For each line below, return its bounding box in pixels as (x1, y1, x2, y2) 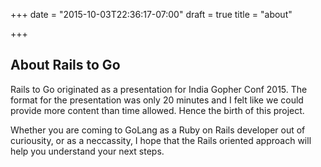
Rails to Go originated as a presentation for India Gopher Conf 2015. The (10, 83, 308, 95)
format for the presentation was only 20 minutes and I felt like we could (10, 94, 304, 106)
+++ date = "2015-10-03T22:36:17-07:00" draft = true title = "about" (10, 9, 293, 20)
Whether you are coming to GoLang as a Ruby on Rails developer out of (10, 124, 306, 136)
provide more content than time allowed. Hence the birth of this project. (10, 104, 305, 116)
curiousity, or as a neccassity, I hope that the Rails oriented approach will (10, 134, 312, 146)
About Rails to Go (10, 57, 121, 74)
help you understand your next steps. (10, 145, 165, 157)
